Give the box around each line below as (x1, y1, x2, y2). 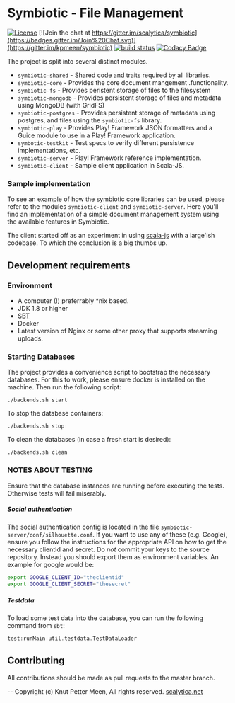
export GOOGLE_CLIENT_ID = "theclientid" (7, 574, 125, 581)
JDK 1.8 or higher (17, 304, 68, 312)
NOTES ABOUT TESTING (7, 465, 94, 475)
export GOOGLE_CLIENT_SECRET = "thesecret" (7, 581, 131, 588)
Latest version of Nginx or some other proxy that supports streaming (17, 326, 217, 335)
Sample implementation (7, 178, 91, 188)
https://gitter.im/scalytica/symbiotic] (91, 28, 198, 37)
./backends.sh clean (7, 449, 68, 456)
